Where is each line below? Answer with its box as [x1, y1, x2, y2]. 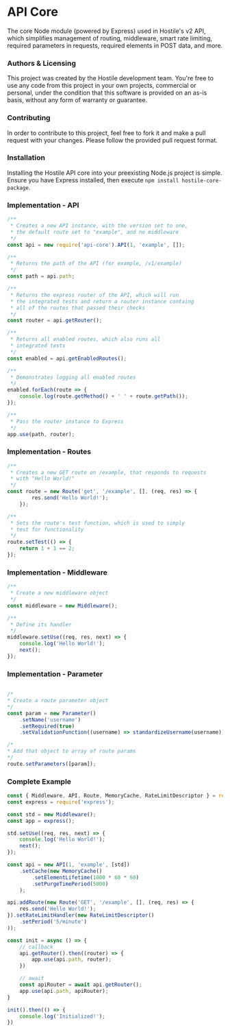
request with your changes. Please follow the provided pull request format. [7, 136, 218, 144]
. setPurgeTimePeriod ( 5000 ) [31, 880, 109, 887]
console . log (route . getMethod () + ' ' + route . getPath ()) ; [19, 393, 188, 400]
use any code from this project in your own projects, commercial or [7, 82, 196, 90]
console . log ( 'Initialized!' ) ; [19, 1013, 106, 1020]
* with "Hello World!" [10, 475, 75, 482]
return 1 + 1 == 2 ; [19, 545, 75, 552]
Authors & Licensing [7, 58, 77, 68]
